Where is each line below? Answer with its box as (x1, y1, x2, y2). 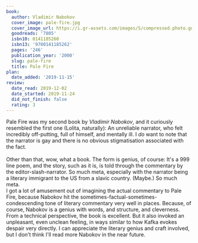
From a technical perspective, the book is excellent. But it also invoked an (6, 212, 184, 219)
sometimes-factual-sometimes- (80, 193, 157, 201)
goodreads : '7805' (11, 31, 57, 37)
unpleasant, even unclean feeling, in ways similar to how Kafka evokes (6, 218, 177, 225)
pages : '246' (11, 47, 44, 53)
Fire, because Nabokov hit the (6, 193, 80, 201)
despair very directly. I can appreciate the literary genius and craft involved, (6, 225, 190, 232)
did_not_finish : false (11, 96, 67, 102)
